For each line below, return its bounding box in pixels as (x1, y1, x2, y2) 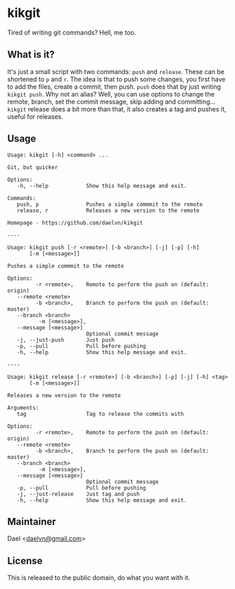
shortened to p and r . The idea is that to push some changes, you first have (7, 75, 226, 83)
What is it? (7, 49, 55, 61)
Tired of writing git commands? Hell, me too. (7, 28, 136, 37)
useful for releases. (7, 112, 63, 120)
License (7, 554, 43, 566)
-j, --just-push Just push (16, 336, 115, 343)
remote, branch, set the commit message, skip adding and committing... (7, 97, 216, 106)
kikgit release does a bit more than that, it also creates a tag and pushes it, (7, 104, 227, 113)
